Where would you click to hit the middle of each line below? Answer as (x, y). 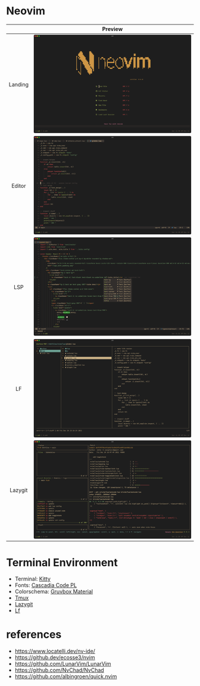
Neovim (26, 11)
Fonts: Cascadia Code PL (46, 585)
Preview (112, 29)
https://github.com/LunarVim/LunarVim (63, 664)
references (34, 634)
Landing (18, 84)
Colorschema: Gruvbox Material (54, 592)
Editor (19, 185)
